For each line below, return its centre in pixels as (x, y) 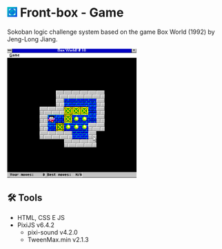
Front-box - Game (72, 13)
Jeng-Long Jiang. (32, 39)
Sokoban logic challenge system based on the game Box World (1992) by (111, 32)
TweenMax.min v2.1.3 (58, 240)
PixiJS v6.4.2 (36, 225)
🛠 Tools (25, 198)
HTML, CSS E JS (41, 218)
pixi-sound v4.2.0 (52, 232)
